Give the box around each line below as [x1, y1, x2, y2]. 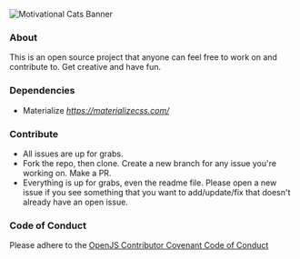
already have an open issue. [22, 196, 129, 207]
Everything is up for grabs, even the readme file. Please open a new [22, 177, 277, 188]
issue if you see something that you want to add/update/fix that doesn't [22, 186, 291, 197]
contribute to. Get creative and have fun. [9, 62, 162, 73]
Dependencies [9, 85, 75, 97]
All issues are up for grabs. [22, 148, 124, 159]
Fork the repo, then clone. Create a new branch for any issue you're [22, 157, 277, 168]
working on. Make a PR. [22, 167, 112, 178]
